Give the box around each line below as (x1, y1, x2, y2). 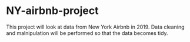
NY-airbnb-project (6, 4, 99, 17)
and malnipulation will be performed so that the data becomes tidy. (6, 29, 169, 36)
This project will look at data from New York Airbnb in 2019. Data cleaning (6, 23, 185, 30)
